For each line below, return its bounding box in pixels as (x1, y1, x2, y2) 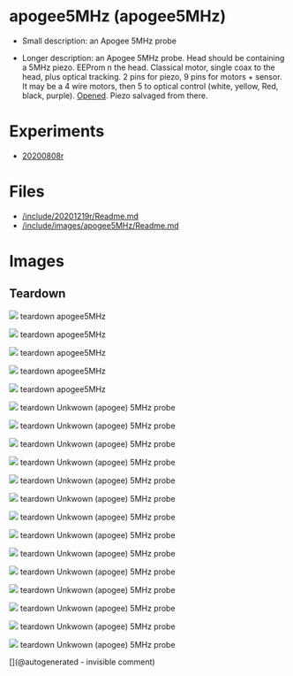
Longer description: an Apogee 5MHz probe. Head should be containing (21, 52, 285, 63)
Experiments (9, 121, 105, 142)
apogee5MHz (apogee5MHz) (9, 6, 227, 27)
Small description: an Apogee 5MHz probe (21, 35, 177, 46)
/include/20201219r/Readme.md (21, 211, 139, 221)
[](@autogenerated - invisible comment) (9, 657, 156, 667)
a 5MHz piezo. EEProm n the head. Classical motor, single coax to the (21, 62, 275, 73)
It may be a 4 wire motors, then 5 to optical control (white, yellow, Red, (21, 81, 279, 91)
